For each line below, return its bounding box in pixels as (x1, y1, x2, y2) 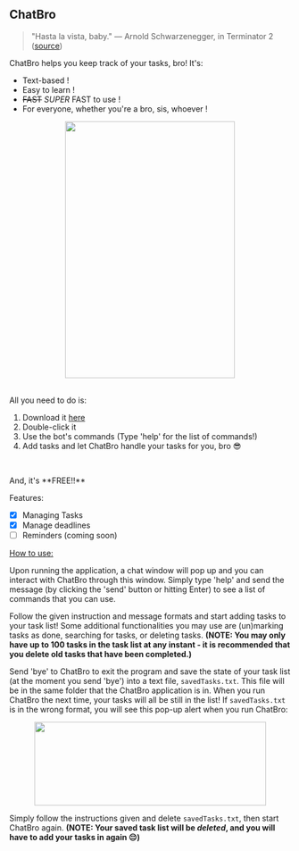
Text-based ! (21, 75, 70, 86)
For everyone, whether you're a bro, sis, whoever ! (21, 103, 208, 114)
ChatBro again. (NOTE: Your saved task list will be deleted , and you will (9, 822, 276, 833)
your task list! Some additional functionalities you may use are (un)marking (9, 621, 284, 630)
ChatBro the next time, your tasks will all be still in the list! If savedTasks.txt (9, 695, 287, 705)
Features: (9, 492, 45, 503)
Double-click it (21, 421, 77, 432)
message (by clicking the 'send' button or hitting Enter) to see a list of (9, 584, 266, 595)
